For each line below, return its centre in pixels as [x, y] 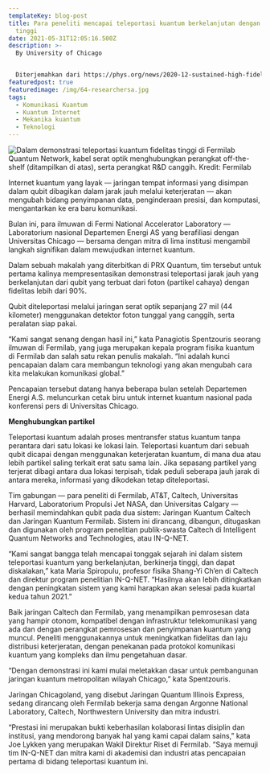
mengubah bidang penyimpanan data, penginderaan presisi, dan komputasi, [135, 200]
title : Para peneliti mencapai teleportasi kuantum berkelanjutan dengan [135, 23]
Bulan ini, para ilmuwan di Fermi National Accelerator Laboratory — [120, 224]
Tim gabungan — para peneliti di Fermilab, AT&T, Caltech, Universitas [123, 495]
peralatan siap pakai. [43, 323]
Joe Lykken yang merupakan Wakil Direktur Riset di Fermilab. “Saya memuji [133, 744]
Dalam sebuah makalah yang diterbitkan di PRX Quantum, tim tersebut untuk [135, 265]
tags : [17, 97]
